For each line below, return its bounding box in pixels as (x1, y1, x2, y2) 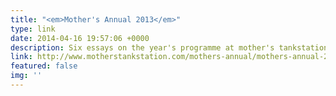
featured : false (10, 61, 78, 71)
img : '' (10, 71, 43, 81)
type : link (10, 24, 56, 34)
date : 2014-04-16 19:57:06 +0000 (10, 33, 150, 43)
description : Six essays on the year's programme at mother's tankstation (10, 42, 329, 53)
